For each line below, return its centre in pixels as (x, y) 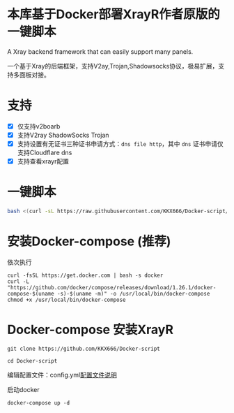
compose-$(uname (31, 294)
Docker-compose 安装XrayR (91, 330)
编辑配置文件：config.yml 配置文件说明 (62, 375)
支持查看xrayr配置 (43, 161)
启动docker (23, 389)
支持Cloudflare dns (45, 153)
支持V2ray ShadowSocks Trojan (63, 135)
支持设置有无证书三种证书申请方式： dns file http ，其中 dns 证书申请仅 (120, 144)
